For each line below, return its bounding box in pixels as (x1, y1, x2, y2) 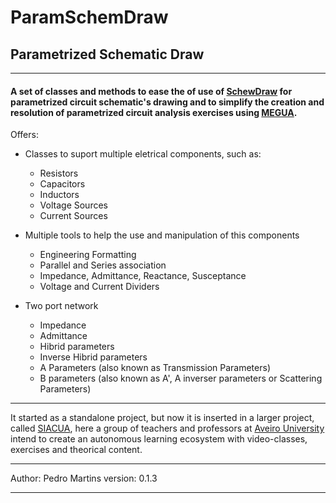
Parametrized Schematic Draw (10, 46, 205, 63)
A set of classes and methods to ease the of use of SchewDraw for (10, 85, 293, 97)
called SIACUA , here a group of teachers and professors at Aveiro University (10, 422, 325, 435)
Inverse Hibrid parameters (39, 351, 148, 363)
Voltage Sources (39, 199, 108, 211)
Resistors (39, 167, 79, 180)
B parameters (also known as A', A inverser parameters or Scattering (39, 372, 323, 385)
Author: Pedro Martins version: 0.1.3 (10, 472, 158, 485)
